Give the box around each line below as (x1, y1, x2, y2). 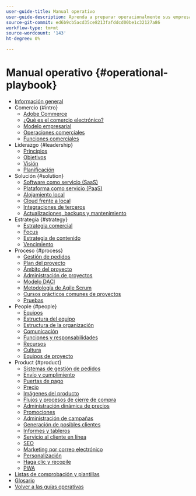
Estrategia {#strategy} (14, 216, 68, 223)
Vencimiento (23, 240, 54, 247)
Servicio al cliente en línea (23, 433, 86, 440)
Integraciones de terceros (23, 203, 86, 211)
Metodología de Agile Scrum (23, 284, 92, 291)
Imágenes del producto (23, 390, 79, 397)
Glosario (14, 477, 35, 484)
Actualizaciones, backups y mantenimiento (23, 209, 127, 216)
